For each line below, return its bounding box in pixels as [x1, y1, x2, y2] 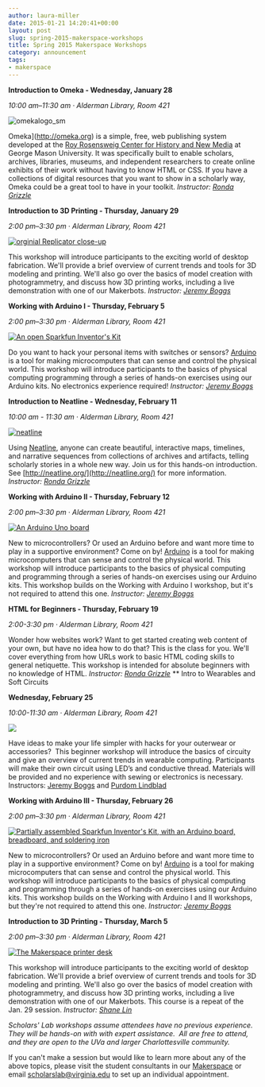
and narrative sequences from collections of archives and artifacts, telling [8, 451, 249, 461]
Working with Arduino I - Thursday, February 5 [8, 301, 165, 311]
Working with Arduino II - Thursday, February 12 [8, 492, 171, 501]
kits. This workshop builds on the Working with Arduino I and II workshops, [8, 892, 252, 902]
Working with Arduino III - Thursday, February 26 [8, 795, 174, 805]
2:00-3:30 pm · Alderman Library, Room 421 [8, 619, 153, 629]
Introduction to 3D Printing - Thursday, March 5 [8, 916, 168, 926]
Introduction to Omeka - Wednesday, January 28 [8, 85, 173, 95]
